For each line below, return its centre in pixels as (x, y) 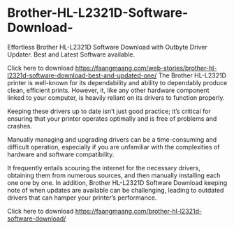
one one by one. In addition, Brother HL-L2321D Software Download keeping (117, 182)
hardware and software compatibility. (61, 154)
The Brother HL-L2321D (192, 75)
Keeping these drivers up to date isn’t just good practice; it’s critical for (109, 111)
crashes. (20, 126)
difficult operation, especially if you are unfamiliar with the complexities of (114, 147)
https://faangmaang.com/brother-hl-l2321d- (139, 211)
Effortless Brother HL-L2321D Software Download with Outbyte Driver (107, 47)
